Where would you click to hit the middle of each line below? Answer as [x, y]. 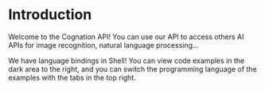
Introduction [50, 15]
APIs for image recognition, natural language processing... [103, 45]
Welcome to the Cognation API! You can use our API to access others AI [126, 37]
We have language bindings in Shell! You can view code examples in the [127, 61]
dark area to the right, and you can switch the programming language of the [132, 68]
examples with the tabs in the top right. [72, 77]
